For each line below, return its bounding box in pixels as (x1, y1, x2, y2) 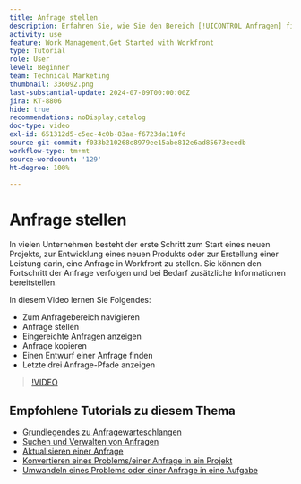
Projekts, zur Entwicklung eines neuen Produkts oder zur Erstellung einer (9, 248, 279, 260)
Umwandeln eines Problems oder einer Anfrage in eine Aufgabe (21, 465, 258, 476)
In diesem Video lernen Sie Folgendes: (9, 295, 151, 306)
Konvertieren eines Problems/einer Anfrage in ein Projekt (21, 455, 233, 466)
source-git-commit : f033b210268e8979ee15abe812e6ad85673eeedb (9, 138, 246, 147)
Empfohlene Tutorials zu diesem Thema (9, 402, 236, 418)
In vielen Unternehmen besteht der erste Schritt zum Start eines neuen (9, 239, 271, 250)
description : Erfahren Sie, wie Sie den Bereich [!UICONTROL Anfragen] (9, 22, 282, 30)
